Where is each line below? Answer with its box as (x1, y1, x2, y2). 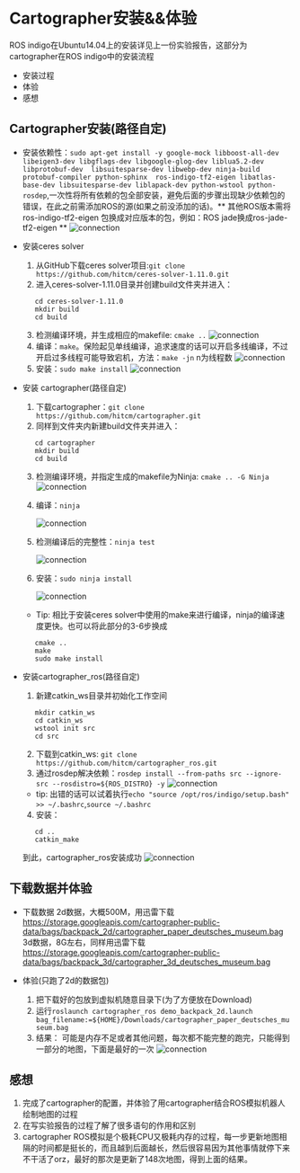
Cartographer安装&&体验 (9, 8, 198, 29)
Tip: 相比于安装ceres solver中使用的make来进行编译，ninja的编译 (35, 609, 278, 620)
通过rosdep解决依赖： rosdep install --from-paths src (35, 768, 243, 778)
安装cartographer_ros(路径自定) (22, 671, 141, 681)
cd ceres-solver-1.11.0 (34, 297, 124, 306)
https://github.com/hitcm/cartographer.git (35, 411, 202, 421)
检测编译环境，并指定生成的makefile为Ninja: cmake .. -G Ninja (35, 471, 269, 482)
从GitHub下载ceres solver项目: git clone (35, 260, 186, 271)
